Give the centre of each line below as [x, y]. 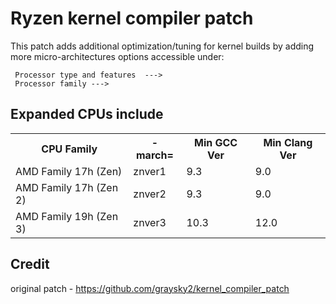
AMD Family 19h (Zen [67, 216]
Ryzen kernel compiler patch [132, 18]
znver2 [150, 194]
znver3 [150, 222]
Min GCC [216, 142]
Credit [30, 264]
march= [155, 155]
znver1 [150, 171]
